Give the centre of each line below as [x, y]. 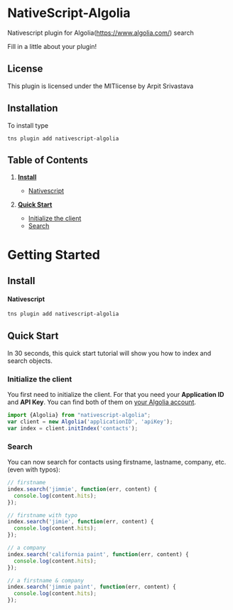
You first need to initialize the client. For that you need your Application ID [116, 395]
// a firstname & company [45, 580]
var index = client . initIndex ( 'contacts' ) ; [73, 428]
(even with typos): [34, 469]
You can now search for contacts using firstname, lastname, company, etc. [117, 462]
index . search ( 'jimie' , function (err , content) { [81, 522]
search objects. [30, 361]
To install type [28, 125]
